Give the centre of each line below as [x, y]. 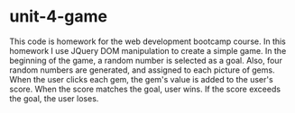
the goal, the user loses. [54, 98]
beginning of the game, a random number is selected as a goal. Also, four [146, 60]
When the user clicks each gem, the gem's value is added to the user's [141, 79]
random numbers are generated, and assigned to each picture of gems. [142, 70]
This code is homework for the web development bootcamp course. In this [148, 41]
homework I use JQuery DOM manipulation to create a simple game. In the [148, 50]
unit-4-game [59, 17]
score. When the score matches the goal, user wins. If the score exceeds [145, 89]
